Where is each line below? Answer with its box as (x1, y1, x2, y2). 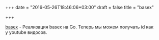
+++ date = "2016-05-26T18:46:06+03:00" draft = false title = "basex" (5, 5, 154, 10)
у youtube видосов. (5, 29, 47, 35)
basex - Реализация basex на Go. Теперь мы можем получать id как (5, 24, 154, 30)
